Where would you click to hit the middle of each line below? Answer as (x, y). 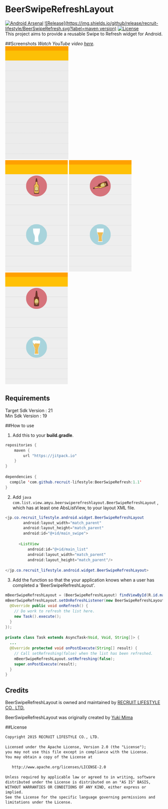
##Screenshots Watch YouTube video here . (50, 43)
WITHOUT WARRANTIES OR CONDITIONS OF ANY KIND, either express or (76, 787)
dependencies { (21, 477)
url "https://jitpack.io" (50, 455)
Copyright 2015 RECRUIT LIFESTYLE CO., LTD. (52, 737)
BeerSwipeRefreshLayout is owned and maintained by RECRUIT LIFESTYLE (83, 703)
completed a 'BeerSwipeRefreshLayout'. (54, 586)
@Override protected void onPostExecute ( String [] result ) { (73, 648)
